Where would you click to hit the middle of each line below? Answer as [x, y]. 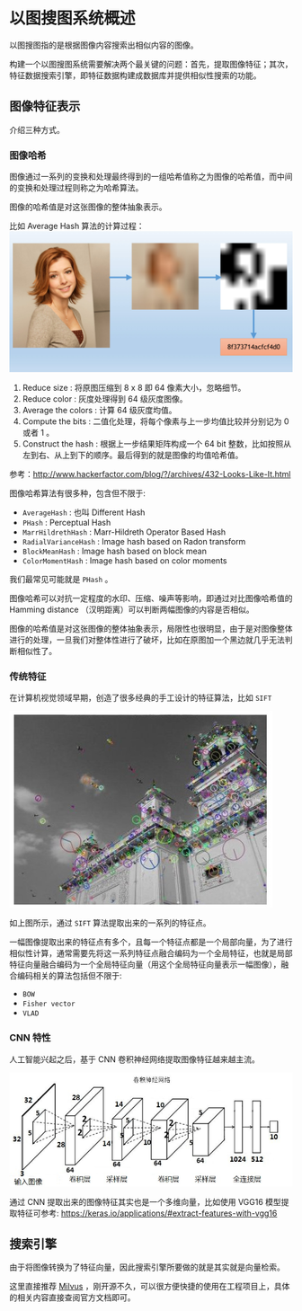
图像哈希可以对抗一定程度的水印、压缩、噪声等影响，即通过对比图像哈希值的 [151, 598]
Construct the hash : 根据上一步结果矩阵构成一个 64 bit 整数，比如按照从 [157, 444]
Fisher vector [49, 1004]
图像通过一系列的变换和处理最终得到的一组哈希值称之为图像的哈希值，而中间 [151, 177]
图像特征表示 [45, 106]
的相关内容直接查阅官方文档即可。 [72, 1298]
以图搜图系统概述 [73, 18]
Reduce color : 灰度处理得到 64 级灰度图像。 [105, 399]
